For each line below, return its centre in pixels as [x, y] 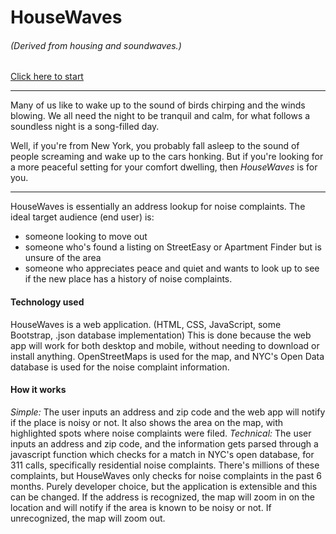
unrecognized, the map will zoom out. [88, 518]
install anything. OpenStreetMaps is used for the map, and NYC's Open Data [167, 356]
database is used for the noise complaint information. [120, 367]
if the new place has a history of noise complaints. [128, 279]
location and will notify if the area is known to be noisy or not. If [141, 507]
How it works [38, 390]
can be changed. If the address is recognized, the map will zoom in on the [163, 497]
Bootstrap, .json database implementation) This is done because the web [161, 335]
